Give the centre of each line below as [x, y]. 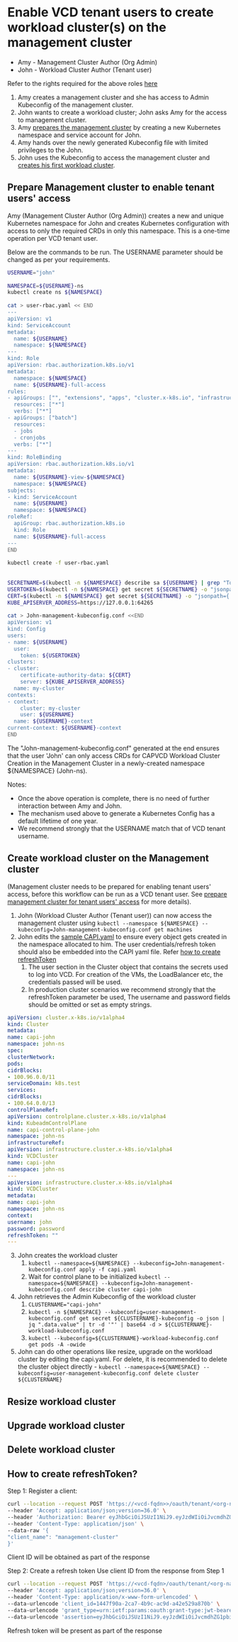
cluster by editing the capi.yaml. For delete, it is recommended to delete [123, 1359]
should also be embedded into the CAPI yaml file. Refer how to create [119, 951]
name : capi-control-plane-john [53, 1129]
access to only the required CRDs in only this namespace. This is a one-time [119, 231]
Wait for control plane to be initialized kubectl [95, 1277]
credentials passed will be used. [75, 982]
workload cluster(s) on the [87, 27]
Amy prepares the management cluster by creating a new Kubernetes [119, 127]
